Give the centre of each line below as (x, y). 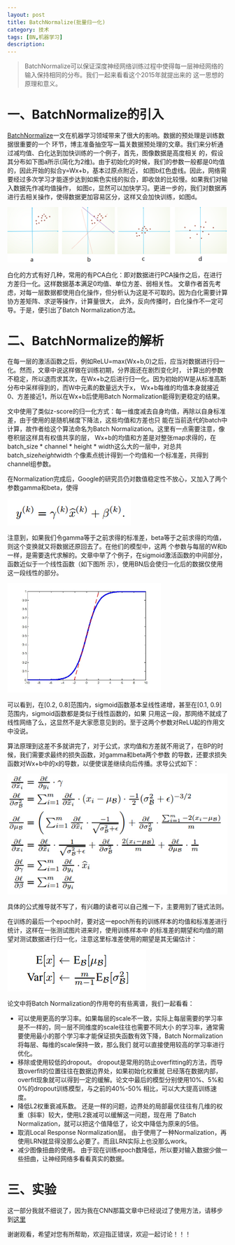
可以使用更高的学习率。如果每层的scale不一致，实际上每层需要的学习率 (120, 1018)
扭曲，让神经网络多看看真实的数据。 (76, 1159)
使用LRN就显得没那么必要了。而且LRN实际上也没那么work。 (104, 1141)
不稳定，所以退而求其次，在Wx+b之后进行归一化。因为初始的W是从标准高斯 (117, 379)
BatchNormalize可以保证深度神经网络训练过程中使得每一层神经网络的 (124, 66)
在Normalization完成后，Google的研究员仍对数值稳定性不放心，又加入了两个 (117, 479)
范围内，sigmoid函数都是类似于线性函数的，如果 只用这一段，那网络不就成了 (117, 714)
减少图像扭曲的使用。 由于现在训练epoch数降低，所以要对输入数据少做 (119, 1150)
